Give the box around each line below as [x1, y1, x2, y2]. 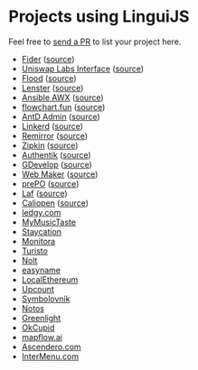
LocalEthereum [21, 273, 79, 285]
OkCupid [21, 322, 55, 333]
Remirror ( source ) [21, 130, 88, 141]
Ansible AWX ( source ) [21, 92, 105, 103]
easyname [21, 264, 61, 275]
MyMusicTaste [21, 217, 76, 227]
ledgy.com [21, 207, 61, 217]
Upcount [21, 283, 55, 294]
